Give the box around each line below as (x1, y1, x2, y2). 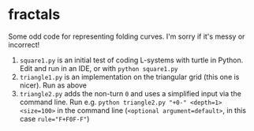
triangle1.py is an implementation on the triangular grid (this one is (19, 72, 240, 81)
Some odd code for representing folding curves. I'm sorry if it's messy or (8, 32, 245, 41)
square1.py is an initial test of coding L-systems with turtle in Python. (19, 55, 244, 65)
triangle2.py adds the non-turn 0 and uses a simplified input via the (19, 88, 242, 98)
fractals (8, 6, 61, 24)
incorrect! (8, 39, 40, 49)
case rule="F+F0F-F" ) (19, 114, 90, 123)
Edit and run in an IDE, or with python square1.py (19, 63, 178, 73)
